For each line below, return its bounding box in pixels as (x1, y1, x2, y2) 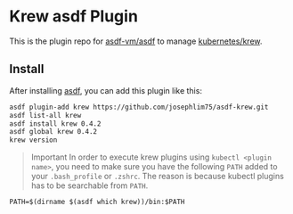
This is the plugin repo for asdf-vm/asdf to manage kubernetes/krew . (9, 36, 263, 46)
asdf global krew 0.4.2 (9, 128, 98, 136)
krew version (9, 136, 58, 144)
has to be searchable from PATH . (30, 180, 149, 191)
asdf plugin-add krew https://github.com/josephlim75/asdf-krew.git (9, 103, 269, 111)
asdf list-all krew (9, 111, 82, 119)
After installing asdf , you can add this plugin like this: (9, 85, 203, 95)
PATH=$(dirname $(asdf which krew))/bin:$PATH (9, 198, 185, 207)
